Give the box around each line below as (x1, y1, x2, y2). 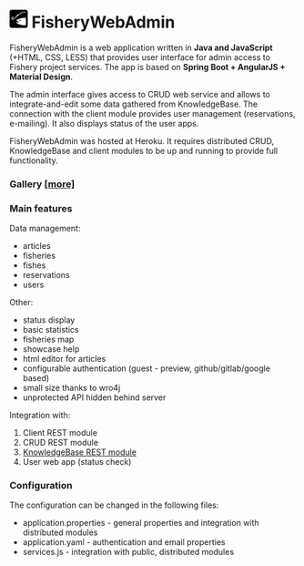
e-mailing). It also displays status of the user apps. (9, 118, 199, 129)
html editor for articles (22, 354, 106, 365)
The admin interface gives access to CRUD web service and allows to (9, 88, 270, 99)
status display (22, 314, 76, 325)
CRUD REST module (22, 437, 98, 448)
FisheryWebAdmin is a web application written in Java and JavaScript (9, 42, 273, 53)
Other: (9, 297, 34, 308)
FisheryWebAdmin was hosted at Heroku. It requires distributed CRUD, (9, 135, 275, 146)
